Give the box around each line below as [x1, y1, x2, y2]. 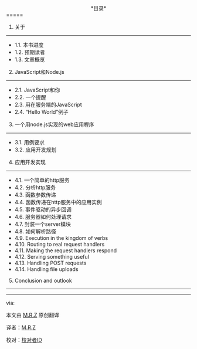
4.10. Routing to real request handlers [14, 241, 105, 248]
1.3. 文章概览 [14, 56, 45, 63]
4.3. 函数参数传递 [14, 191, 57, 198]
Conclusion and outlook [14, 277, 72, 284]
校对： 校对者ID [6, 337, 42, 343]
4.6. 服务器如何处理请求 [14, 214, 72, 220]
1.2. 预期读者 [14, 49, 46, 56]
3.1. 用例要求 [14, 139, 45, 145]
